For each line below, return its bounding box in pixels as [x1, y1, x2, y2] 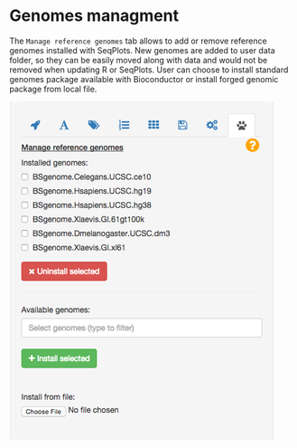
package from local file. [9, 83, 97, 94]
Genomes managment [9, 5, 179, 26]
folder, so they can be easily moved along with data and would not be [9, 54, 268, 65]
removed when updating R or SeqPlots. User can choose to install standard [9, 64, 289, 75]
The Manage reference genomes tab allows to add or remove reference [9, 35, 268, 46]
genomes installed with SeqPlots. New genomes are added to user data [9, 44, 275, 55]
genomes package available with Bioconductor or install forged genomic [9, 73, 279, 84]
